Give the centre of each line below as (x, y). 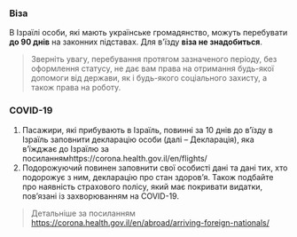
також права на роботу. (76, 88)
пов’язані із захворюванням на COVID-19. (101, 196)
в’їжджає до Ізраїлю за (65, 148)
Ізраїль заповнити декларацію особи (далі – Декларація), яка (138, 139)
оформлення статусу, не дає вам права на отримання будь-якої (152, 68)
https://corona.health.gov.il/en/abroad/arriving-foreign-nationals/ (150, 222)
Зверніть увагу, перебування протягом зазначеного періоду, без (154, 59)
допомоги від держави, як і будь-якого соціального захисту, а (149, 78)
